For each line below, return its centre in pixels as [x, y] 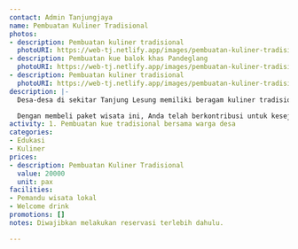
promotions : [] [37, 214]
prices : [24, 157]
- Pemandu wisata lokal [53, 198]
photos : [24, 34]
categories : [31, 132]
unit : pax [35, 182]
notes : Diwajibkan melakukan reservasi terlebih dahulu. [117, 222]
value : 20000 [41, 174]
